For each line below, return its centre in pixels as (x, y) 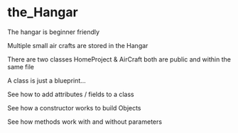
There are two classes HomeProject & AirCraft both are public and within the (119, 59)
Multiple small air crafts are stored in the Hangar (78, 45)
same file (21, 66)
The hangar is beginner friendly (54, 32)
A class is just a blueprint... (47, 80)
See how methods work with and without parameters (85, 122)
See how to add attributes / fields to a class (71, 94)
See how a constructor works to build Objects (74, 108)
